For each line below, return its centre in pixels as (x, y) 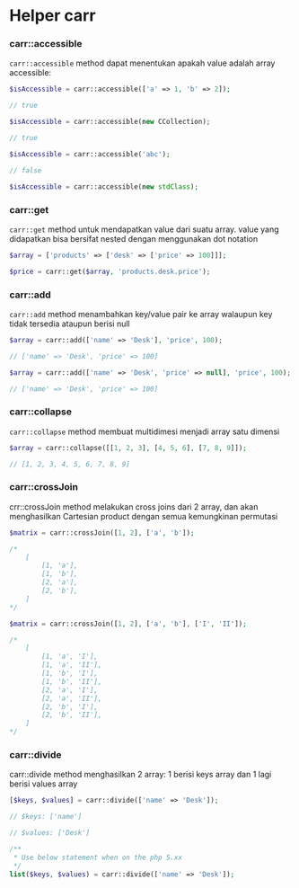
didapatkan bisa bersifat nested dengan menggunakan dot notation (134, 238)
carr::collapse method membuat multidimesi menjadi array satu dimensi (145, 431)
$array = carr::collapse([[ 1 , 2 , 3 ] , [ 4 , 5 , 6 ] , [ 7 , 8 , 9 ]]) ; (128, 448)
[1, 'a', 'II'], (72, 665)
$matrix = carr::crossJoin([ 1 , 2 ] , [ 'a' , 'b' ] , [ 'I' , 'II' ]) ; (128, 624)
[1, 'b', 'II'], (72, 681)
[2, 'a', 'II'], (72, 698)
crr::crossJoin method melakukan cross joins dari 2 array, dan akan (134, 506)
